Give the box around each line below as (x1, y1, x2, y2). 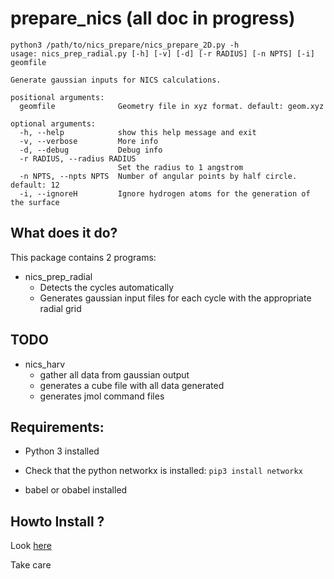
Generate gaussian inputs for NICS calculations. (10, 75, 222, 85)
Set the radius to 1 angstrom (117, 162, 244, 172)
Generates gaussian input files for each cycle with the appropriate (39, 292, 312, 304)
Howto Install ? (10, 513, 105, 530)
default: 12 (10, 180, 60, 190)
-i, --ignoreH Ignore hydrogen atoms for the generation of (19, 188, 311, 199)
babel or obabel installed (24, 484, 128, 496)
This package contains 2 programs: (10, 251, 157, 263)
